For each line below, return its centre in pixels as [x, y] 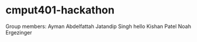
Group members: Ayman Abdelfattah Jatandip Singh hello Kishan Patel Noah [98, 26]
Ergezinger [19, 32]
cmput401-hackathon [60, 10]
